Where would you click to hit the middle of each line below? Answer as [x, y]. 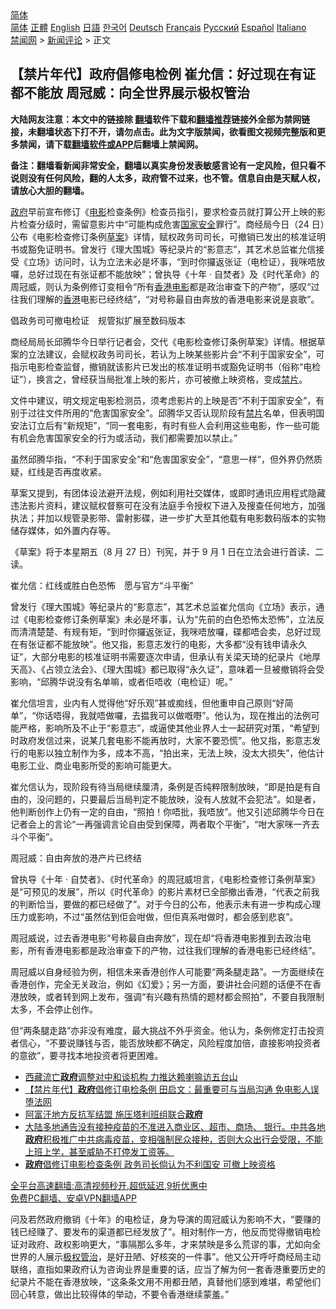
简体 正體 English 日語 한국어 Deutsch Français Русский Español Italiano [158, 27]
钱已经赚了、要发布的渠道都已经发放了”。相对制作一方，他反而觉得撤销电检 [166, 1231]
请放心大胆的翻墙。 [50, 190]
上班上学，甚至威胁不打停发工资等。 [99, 1151]
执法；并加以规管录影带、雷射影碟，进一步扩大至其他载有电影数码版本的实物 [168, 518]
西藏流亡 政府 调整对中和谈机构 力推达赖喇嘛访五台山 [131, 1076]
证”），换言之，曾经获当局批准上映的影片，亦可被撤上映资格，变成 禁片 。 [159, 379]
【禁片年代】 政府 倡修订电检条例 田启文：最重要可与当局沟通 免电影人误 [172, 1089]
